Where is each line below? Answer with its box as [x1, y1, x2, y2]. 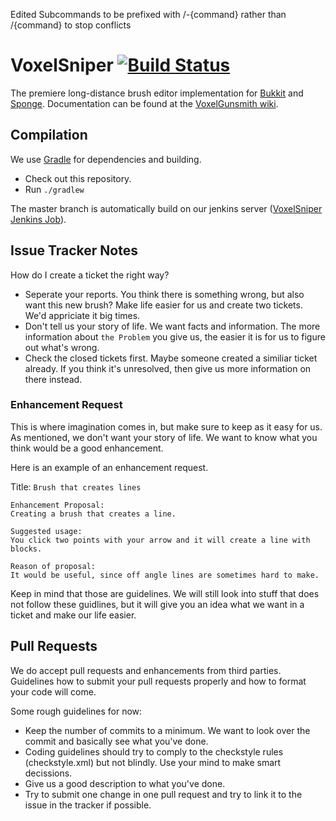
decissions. [24, 767, 73, 779]
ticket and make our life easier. [10, 609, 137, 621]
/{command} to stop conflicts [10, 19, 132, 31]
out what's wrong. [24, 341, 100, 353]
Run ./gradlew [24, 183, 85, 195]
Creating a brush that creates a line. [10, 509, 177, 519]
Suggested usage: [10, 526, 83, 536]
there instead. [24, 373, 83, 385]
